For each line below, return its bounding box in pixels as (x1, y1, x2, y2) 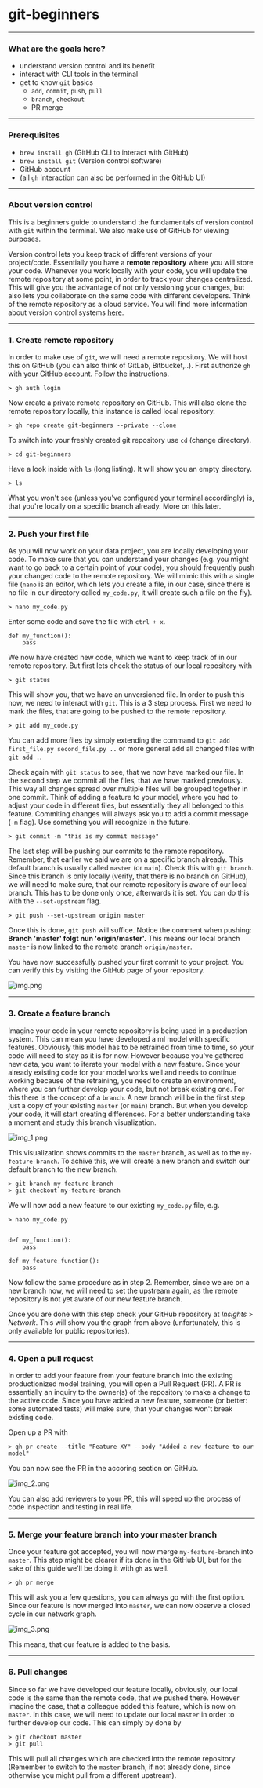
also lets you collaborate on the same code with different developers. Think (8, 290, 251, 300)
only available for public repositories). (8, 1326, 130, 1335)
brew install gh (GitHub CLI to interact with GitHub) (19, 148, 189, 157)
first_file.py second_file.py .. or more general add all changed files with (8, 744, 255, 754)
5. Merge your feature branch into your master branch (8, 1529, 218, 1540)
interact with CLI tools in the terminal (19, 69, 139, 79)
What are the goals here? (8, 43, 106, 54)
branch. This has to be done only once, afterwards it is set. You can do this (8, 889, 250, 898)
